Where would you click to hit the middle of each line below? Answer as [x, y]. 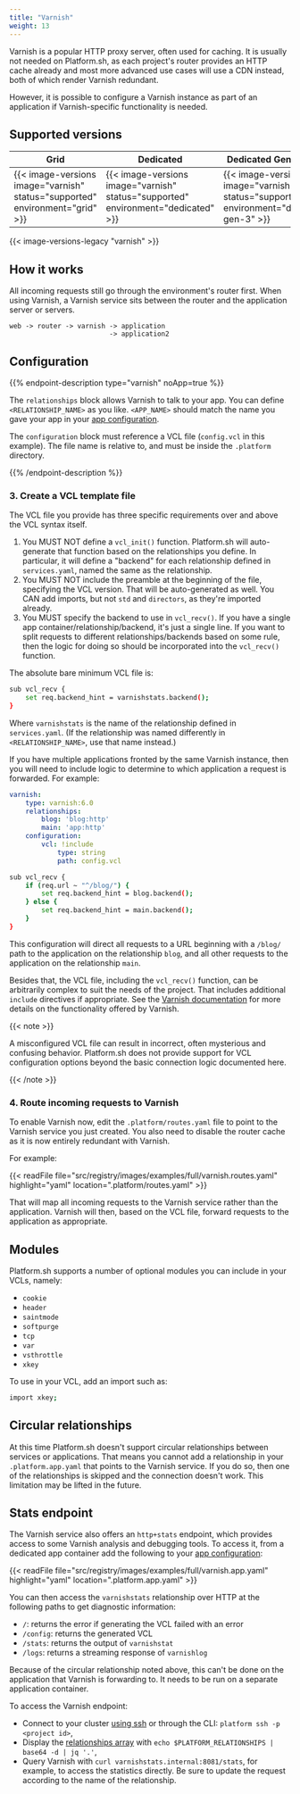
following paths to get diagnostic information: [93, 1607]
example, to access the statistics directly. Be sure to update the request [154, 1771]
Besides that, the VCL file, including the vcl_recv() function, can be [134, 980]
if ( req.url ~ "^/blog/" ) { [77, 885]
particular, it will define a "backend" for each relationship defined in [146, 561]
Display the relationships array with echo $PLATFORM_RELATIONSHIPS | [148, 1742]
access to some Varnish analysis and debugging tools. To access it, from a [146, 1544]
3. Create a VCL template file [72, 495]
